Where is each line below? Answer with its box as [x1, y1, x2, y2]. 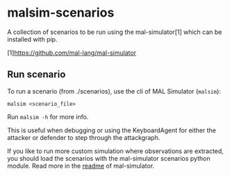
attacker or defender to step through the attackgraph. [7, 133, 161, 141]
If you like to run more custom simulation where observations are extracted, [7, 147, 224, 155]
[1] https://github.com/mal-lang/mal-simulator [7, 49, 137, 57]
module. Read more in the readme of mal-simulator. [7, 161, 155, 170]
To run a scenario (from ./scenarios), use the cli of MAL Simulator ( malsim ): [7, 87, 221, 95]
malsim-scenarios [7, 5, 115, 21]
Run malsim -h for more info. [7, 112, 89, 121]
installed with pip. [7, 35, 58, 43]
